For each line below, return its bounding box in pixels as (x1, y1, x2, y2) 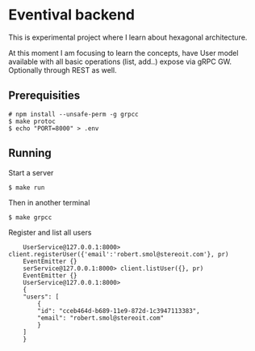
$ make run (8, 184, 45, 192)
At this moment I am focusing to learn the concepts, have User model (8, 48, 239, 57)
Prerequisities (8, 89, 81, 103)
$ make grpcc (8, 213, 52, 222)
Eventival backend (8, 6, 136, 24)
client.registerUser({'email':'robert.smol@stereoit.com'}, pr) (8, 250, 229, 258)
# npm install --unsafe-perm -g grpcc (8, 110, 139, 118)
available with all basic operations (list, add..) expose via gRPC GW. (8, 57, 232, 66)
